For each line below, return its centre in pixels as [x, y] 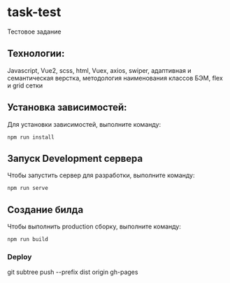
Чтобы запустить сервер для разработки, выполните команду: [101, 175]
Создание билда [45, 210]
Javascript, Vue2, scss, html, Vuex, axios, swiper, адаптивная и [99, 70]
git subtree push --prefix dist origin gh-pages [73, 272]
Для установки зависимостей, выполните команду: [84, 124]
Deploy [20, 257]
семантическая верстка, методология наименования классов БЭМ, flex [115, 78]
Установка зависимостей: [67, 108]
